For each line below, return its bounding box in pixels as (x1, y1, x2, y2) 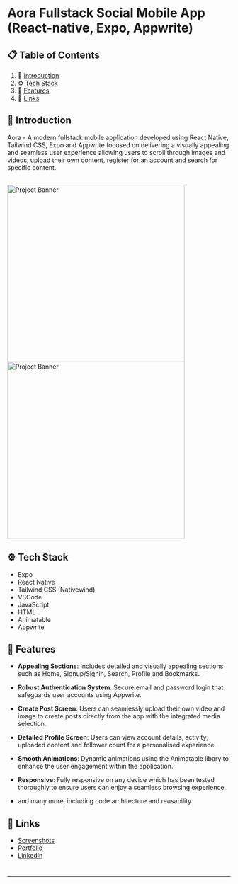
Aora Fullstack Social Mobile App (7, 5, 205, 21)
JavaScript (17, 600, 50, 609)
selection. (17, 720, 47, 728)
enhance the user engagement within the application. (17, 762, 174, 771)
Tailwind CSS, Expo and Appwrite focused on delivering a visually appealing (7, 140, 229, 149)
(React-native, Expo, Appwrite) (7, 20, 193, 36)
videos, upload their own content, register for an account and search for (7, 156, 218, 164)
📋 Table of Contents (7, 49, 101, 61)
